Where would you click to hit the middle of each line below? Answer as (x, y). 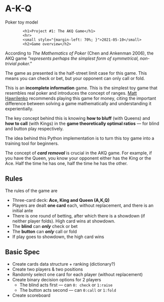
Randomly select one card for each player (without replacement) (78, 274)
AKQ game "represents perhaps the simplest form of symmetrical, (72, 58)
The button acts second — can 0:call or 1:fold (68, 290)
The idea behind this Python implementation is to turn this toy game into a (80, 138)
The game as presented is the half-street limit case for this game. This (76, 73)
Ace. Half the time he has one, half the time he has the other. (67, 163)
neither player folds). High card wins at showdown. (64, 221)
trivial (11, 63)
